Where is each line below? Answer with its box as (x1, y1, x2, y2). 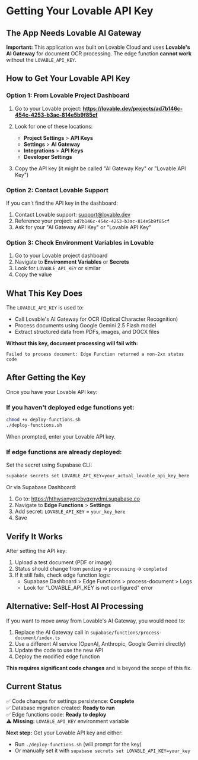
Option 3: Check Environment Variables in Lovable (6, 238, 154, 246)
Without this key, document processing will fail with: (6, 340, 138, 347)
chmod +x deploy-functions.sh (6, 417, 81, 423)
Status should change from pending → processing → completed (14, 565, 168, 572)
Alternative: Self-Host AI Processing (6, 601, 143, 611)
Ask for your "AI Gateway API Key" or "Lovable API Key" (14, 223, 152, 230)
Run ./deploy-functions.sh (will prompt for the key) (14, 740, 142, 748)
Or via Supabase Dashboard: (6, 484, 77, 491)
